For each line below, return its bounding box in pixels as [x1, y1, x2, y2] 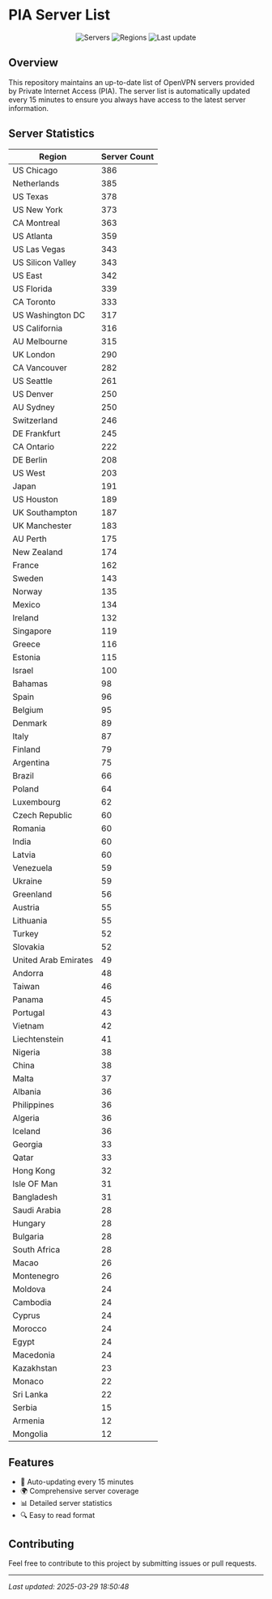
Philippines [12, 1099, 54, 1111]
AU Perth [12, 533, 47, 544]
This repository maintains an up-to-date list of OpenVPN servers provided [8, 77, 255, 87]
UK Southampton [12, 506, 78, 518]
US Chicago [12, 164, 58, 176]
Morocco [12, 1323, 47, 1334]
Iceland [12, 1125, 40, 1136]
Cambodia [12, 1296, 52, 1307]
